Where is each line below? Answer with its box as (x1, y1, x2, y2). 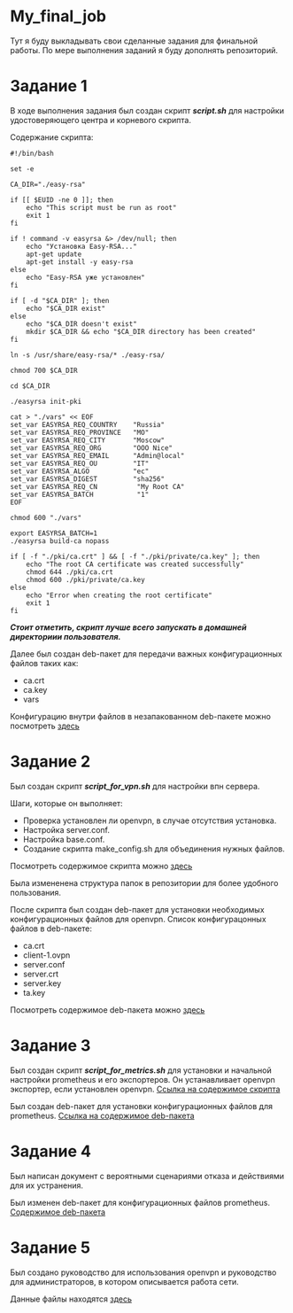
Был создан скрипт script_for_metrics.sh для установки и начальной (10, 1065, 273, 1076)
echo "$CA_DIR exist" (26, 304, 105, 313)
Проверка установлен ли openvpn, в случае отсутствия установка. (22, 815, 277, 826)
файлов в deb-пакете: (10, 923, 92, 934)
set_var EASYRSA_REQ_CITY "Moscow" (10, 436, 166, 445)
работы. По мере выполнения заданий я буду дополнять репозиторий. (10, 44, 278, 55)
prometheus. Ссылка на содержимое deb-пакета (10, 1110, 195, 1121)
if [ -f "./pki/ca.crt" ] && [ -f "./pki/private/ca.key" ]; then (10, 552, 260, 561)
